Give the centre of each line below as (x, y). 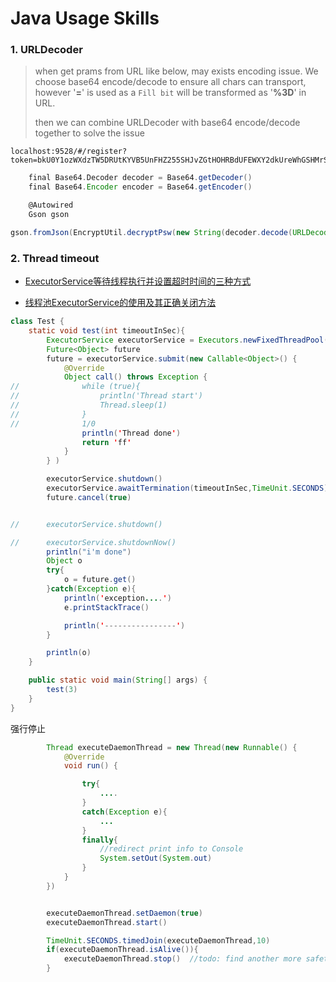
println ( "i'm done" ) (89, 552)
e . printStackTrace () (106, 607)
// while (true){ (75, 387)
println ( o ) (69, 653)
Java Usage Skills (85, 18)
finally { (99, 840)
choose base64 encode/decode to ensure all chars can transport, (170, 82)
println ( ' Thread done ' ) (131, 433)
